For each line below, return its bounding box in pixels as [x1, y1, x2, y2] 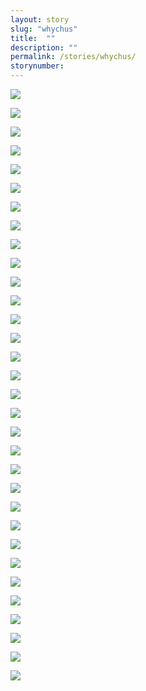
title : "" [10, 33, 56, 43]
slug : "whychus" [10, 24, 78, 34]
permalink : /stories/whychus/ [10, 52, 137, 62]
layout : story [10, 14, 70, 25]
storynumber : [10, 61, 65, 71]
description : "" [10, 42, 78, 53]
